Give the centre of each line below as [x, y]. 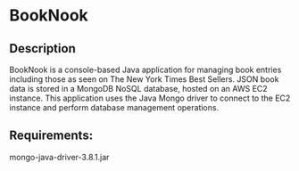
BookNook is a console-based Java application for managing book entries [145, 69]
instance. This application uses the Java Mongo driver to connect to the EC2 [150, 98]
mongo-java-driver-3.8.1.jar [59, 157]
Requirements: [51, 136]
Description [42, 49]
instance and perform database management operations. [114, 107]
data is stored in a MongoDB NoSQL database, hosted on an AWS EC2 [138, 89]
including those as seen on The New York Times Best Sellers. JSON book [144, 79]
